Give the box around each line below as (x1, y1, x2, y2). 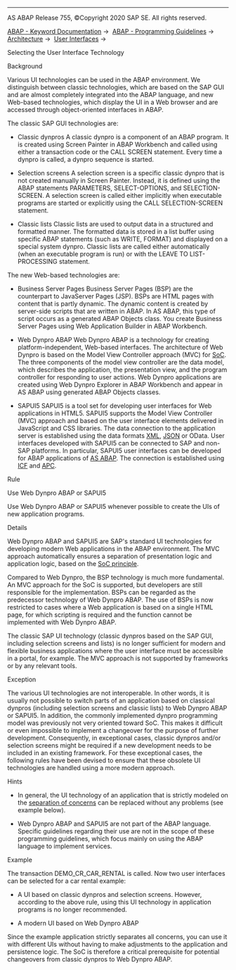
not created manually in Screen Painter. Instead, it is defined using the (17, 177, 221, 184)
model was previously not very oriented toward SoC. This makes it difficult (7, 719, 223, 727)
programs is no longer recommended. (17, 905, 128, 914)
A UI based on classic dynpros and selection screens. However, (17, 890, 202, 898)
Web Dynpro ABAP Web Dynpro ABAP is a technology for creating (17, 336, 209, 344)
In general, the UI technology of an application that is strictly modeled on (17, 791, 228, 799)
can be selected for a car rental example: (7, 877, 126, 885)
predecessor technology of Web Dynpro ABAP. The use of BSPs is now (7, 596, 214, 604)
